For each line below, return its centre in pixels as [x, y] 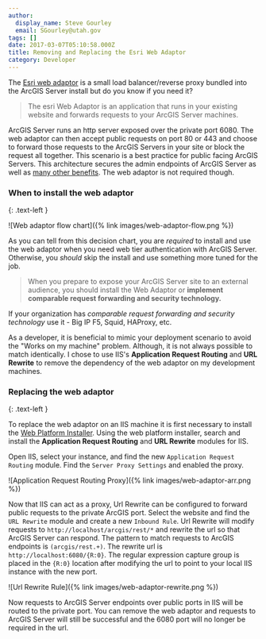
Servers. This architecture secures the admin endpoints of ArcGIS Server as [132, 164]
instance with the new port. [53, 572]
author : [21, 15]
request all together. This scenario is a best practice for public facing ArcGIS [133, 155]
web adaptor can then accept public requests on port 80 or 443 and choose [133, 138]
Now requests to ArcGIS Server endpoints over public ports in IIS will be [126, 602]
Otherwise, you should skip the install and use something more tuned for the [133, 258]
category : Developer [42, 60]
